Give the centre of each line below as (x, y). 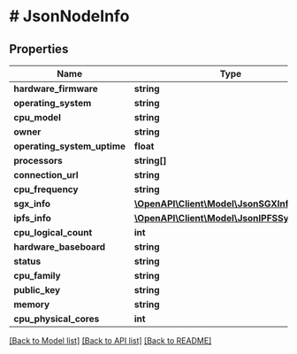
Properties (39, 49)
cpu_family (37, 276)
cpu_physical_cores (57, 319)
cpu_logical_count (53, 232)
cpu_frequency (46, 189)
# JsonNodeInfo (69, 16)
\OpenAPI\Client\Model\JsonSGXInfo (214, 204)
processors (38, 161)
